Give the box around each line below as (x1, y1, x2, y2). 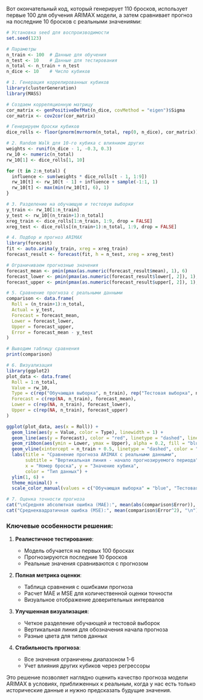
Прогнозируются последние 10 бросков (24, 553, 128, 561)
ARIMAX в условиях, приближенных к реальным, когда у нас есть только (6, 680, 196, 687)
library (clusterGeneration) (6, 85, 77, 91)
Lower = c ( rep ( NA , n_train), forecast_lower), (11, 401, 131, 408)
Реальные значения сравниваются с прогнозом (24, 560, 149, 567)
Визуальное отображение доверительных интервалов (24, 596, 164, 603)
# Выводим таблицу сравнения (6, 346, 80, 352)
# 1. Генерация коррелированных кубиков (6, 80, 110, 86)
